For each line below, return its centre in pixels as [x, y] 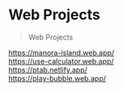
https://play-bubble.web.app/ [57, 78]
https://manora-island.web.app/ [61, 52]
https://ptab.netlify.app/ [48, 69]
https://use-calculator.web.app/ [61, 61]
